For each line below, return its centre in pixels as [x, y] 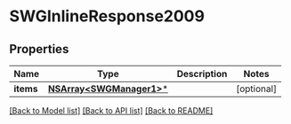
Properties [39, 49]
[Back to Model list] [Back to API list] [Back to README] [111, 111]
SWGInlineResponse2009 [107, 16]
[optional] [256, 89]
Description [202, 74]
